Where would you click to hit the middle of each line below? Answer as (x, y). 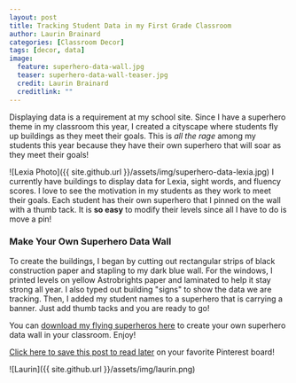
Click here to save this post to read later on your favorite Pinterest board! (142, 352)
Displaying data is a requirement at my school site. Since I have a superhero (148, 117)
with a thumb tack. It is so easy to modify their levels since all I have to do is (148, 209)
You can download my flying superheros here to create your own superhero (148, 325)
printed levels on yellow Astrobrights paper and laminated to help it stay (140, 279)
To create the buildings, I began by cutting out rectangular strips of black (142, 261)
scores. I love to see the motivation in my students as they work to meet (140, 191)
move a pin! (31, 219)
